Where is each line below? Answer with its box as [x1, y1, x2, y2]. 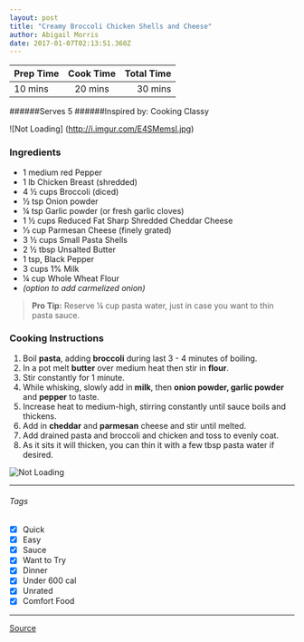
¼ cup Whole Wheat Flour [22, 273, 120, 284]
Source [9, 622, 36, 633]
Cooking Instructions [9, 332, 104, 345]
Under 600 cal [22, 575, 77, 586]
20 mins [74, 83, 110, 95]
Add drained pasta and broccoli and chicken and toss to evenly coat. [22, 430, 279, 441]
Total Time [124, 67, 172, 80]
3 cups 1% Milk [22, 263, 80, 274]
